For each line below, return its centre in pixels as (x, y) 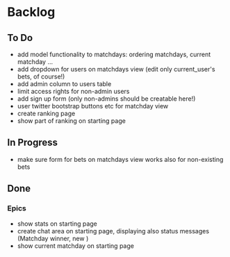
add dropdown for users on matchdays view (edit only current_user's (116, 69)
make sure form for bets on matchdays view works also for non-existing (120, 159)
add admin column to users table (64, 84)
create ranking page (46, 113)
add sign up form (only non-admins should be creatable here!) (106, 99)
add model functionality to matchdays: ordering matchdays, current (114, 54)
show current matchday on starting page (75, 246)
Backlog (31, 12)
